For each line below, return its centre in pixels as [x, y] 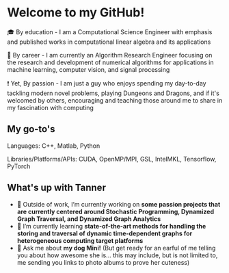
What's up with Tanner [56, 188]
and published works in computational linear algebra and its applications [109, 42]
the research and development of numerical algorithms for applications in [110, 62]
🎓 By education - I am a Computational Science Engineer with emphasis [110, 31]
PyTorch [19, 166]
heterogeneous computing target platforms [80, 240]
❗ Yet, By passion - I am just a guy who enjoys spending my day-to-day [107, 83]
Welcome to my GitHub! [76, 13]
